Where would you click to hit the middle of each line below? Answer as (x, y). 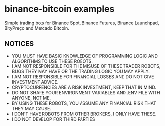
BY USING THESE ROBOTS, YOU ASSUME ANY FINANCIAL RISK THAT (84, 103)
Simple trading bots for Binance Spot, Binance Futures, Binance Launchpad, (82, 23)
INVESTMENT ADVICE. (35, 82)
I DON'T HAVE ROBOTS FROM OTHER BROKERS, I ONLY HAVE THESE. (84, 114)
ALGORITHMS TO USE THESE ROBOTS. (52, 61)
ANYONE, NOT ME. (31, 98)
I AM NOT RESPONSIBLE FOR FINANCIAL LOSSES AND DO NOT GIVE (83, 77)
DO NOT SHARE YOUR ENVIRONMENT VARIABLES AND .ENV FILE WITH (86, 92)
